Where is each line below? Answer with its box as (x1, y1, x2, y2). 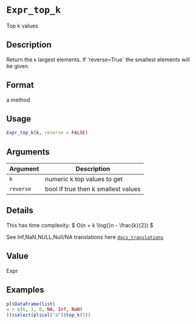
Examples (6, 284, 44, 295)
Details (6, 205, 33, 216)
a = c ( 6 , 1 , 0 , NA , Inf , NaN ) (6, 306, 83, 312)
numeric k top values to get (45, 175, 123, 184)
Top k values (6, 22, 38, 29)
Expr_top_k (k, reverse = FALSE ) (6, 129, 88, 136)
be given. (6, 62, 30, 69)
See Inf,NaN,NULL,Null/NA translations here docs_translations (6, 233, 164, 241)
